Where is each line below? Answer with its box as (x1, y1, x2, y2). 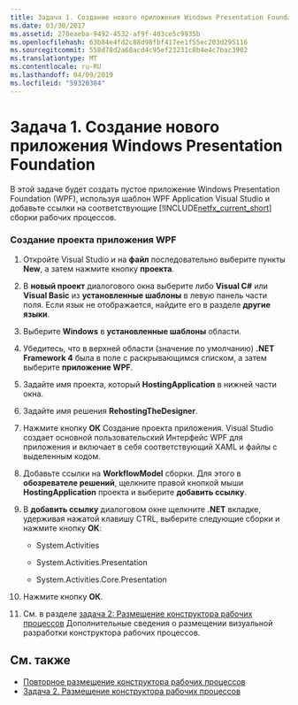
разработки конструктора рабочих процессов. (22, 627, 201, 638)
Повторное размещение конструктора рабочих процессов (22, 676, 246, 686)
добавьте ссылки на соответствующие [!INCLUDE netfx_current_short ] (10, 203, 272, 213)
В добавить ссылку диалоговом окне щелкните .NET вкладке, (22, 503, 262, 514)
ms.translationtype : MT (10, 54, 98, 63)
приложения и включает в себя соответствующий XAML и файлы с (22, 441, 278, 452)
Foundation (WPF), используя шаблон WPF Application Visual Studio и (10, 193, 271, 203)
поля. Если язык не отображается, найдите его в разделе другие (22, 299, 271, 310)
